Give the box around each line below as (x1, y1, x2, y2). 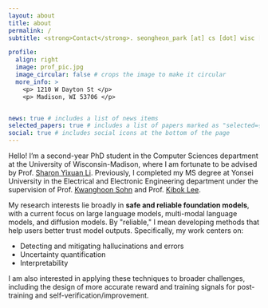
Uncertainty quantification (19, 250, 106, 259)
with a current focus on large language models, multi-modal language (8, 209, 238, 218)
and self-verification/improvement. (34, 290, 149, 300)
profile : (8, 49, 37, 57)
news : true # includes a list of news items (8, 114, 159, 122)
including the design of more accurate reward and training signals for (8, 282, 236, 291)
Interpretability (19, 259, 69, 267)
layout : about (8, 11, 56, 20)
